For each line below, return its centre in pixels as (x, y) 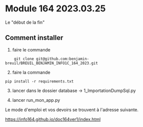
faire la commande (31, 72)
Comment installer (34, 38)
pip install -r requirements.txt (39, 81)
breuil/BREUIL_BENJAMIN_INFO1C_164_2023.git (52, 63)
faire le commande (31, 49)
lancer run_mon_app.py (36, 100)
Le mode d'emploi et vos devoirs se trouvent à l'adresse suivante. (72, 110)
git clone (24, 59)
